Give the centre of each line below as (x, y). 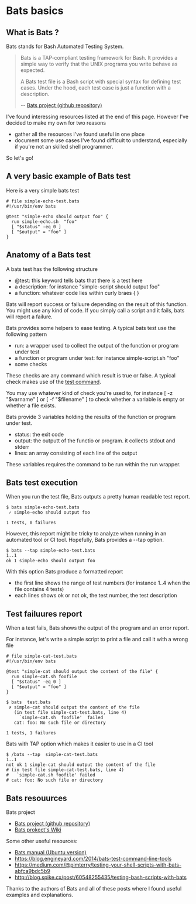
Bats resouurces (37, 798)
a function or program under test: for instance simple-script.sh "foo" (97, 358)
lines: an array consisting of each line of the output (76, 453)
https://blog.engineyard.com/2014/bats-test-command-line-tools (93, 859)
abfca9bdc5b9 (32, 871)
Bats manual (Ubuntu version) (50, 853)
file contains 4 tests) (39, 589)
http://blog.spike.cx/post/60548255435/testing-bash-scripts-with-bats (101, 877)
